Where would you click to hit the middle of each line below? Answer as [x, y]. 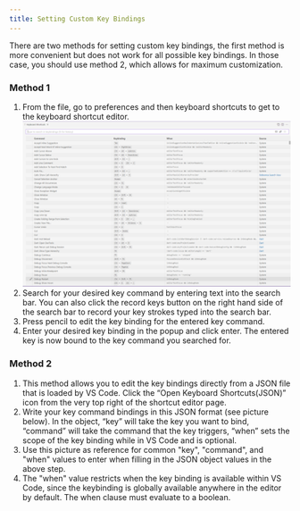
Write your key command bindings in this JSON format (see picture [146, 412]
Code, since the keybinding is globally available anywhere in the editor [152, 488]
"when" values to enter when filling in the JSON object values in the [147, 459]
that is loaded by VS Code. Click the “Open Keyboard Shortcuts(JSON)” [154, 392]
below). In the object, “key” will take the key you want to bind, [136, 421]
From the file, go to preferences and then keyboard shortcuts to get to [151, 106]
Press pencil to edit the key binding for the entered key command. [143, 322]
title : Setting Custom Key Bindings [77, 19]
